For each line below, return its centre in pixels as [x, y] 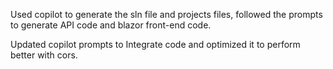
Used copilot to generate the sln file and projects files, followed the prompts [166, 14]
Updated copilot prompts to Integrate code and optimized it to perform [155, 44]
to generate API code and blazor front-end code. [111, 25]
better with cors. [44, 55]
